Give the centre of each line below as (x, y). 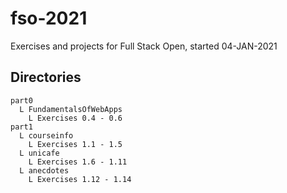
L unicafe (39, 153)
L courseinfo (46, 135)
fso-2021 (49, 18)
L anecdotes (44, 170)
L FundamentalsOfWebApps (71, 109)
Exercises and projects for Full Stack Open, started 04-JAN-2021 (144, 46)
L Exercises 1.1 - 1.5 (75, 144)
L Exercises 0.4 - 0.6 (75, 118)
